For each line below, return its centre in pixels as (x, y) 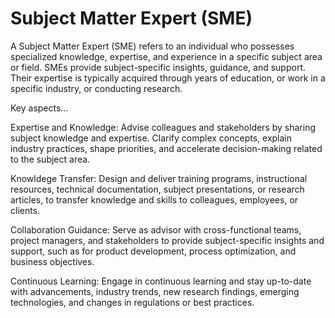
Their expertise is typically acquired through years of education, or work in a (168, 78)
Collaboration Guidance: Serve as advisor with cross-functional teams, (156, 229)
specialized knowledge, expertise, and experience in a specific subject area (166, 56)
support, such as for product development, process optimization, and (153, 251)
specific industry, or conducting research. (96, 88)
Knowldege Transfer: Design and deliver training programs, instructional (159, 178)
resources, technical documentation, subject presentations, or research (157, 189)
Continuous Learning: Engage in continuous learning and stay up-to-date (161, 281)
